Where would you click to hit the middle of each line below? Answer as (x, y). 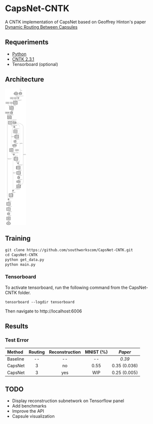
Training (18, 238)
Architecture (25, 80)
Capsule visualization (33, 416)
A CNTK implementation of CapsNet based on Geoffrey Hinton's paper (76, 22)
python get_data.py (25, 260)
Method (15, 352)
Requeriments (27, 42)
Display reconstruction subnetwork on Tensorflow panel (68, 401)
